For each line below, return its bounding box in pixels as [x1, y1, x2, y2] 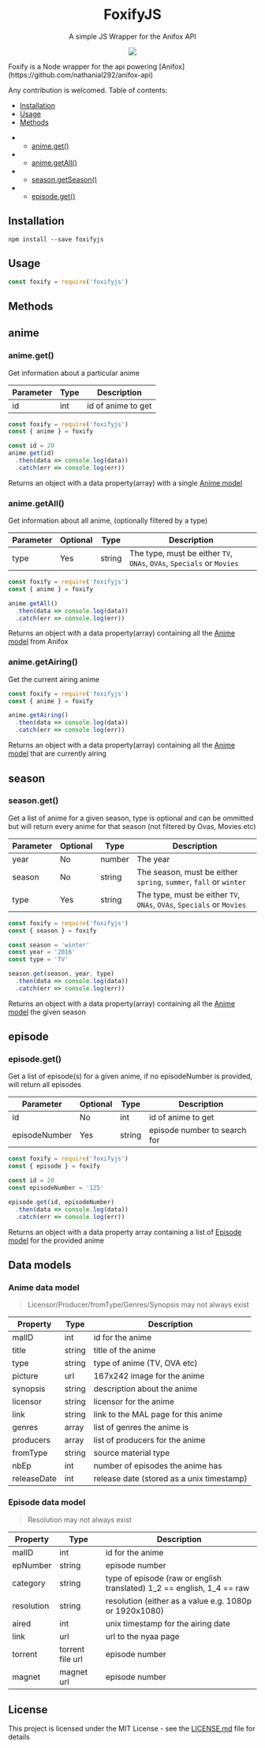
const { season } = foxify [8, 926, 97, 935]
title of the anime [93, 1345, 156, 1356]
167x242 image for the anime [93, 1371, 205, 1382]
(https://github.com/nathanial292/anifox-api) [8, 69, 154, 80]
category [12, 1577, 46, 1589]
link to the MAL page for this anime [93, 1409, 223, 1420]
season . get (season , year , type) [8, 970, 114, 978]
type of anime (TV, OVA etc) [93, 1358, 198, 1369]
